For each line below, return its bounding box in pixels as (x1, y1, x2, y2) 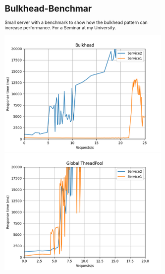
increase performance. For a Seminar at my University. (4, 24, 116, 30)
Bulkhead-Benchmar (4, 3, 92, 14)
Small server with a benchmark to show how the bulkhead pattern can (4, 19, 148, 25)
